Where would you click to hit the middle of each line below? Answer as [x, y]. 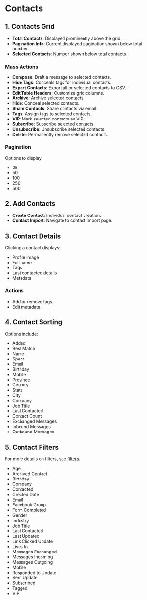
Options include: [21, 334]
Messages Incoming [32, 557]
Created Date [25, 495]
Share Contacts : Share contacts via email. [55, 109]
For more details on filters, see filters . [43, 459]
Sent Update [25, 578]
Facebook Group [29, 505]
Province [21, 380]
